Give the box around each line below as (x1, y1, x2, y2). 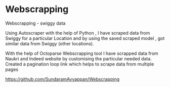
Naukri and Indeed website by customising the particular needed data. (5, 55, 152, 61)
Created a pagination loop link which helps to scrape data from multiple (5, 61, 154, 67)
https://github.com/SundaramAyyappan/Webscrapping (5, 76, 120, 82)
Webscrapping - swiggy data (5, 20, 66, 26)
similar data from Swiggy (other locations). (5, 40, 94, 46)
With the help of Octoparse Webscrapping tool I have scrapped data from (5, 50, 158, 56)
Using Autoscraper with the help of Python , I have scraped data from (5, 30, 150, 36)
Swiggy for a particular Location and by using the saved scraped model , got (5, 35, 165, 41)
